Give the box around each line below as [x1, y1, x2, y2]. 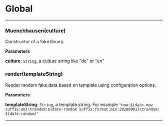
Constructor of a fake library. [5, 39, 65, 45]
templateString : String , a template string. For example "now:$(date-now [5, 101, 153, 107]
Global [5, 3, 33, 15]
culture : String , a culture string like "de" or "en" [5, 58, 105, 64]
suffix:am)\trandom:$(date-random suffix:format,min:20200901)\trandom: [5, 106, 160, 112]
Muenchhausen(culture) [5, 27, 66, 34]
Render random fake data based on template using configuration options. [5, 82, 156, 88]
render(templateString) [5, 71, 63, 78]
